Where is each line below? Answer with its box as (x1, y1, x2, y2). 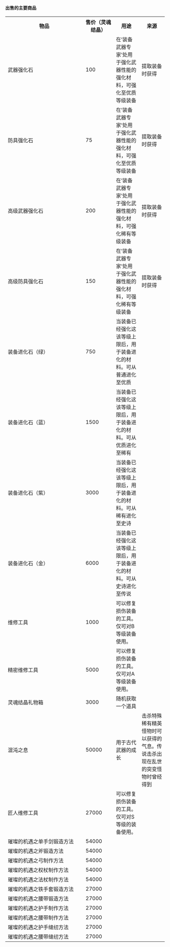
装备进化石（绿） (8, 349, 49, 356)
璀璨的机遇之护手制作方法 (8, 905, 69, 912)
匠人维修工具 (8, 809, 39, 816)
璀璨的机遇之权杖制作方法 (8, 867, 69, 874)
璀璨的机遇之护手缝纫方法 (8, 924, 69, 931)
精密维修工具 (8, 667, 39, 674)
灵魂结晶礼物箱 (8, 699, 44, 706)
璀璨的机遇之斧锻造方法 (8, 847, 64, 855)
